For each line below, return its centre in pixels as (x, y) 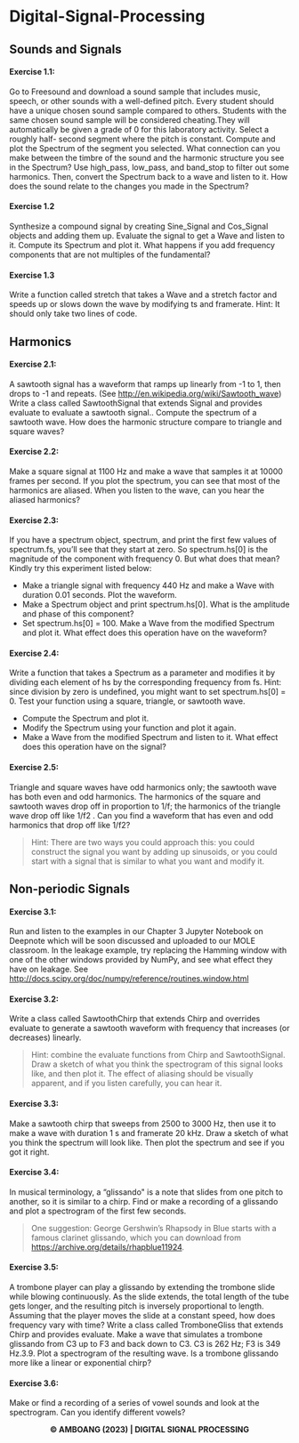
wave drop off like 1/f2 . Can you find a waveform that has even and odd (141, 815)
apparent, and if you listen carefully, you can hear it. (126, 1084)
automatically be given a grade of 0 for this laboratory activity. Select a (139, 129)
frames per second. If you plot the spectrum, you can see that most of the (145, 480)
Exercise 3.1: (33, 911)
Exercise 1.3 (32, 275)
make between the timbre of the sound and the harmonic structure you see (147, 157)
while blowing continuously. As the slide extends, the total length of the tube (149, 1297)
